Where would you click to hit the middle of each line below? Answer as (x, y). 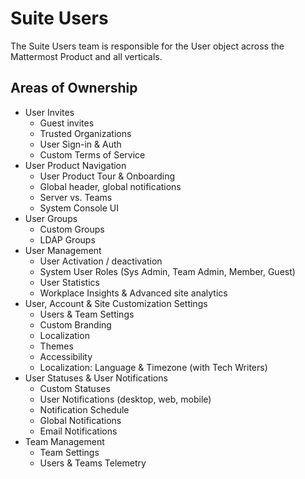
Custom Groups (72, 229)
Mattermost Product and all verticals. (86, 56)
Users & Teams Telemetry (93, 463)
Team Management (64, 441)
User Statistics (69, 282)
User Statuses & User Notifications (96, 378)
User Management (63, 250)
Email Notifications (78, 431)
